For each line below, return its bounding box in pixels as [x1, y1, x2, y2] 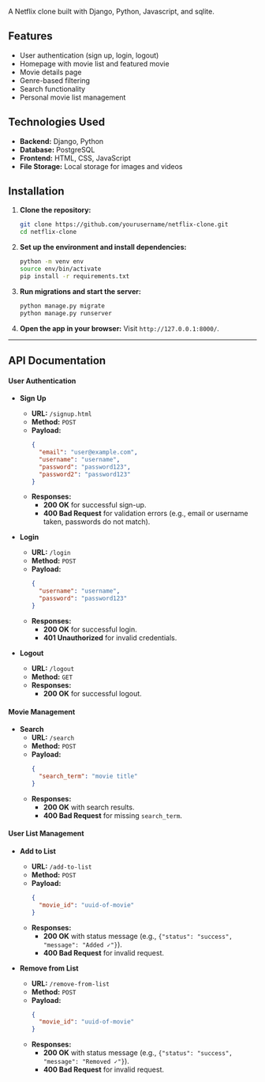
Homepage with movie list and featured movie [19, 58, 170, 68]
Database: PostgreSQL [19, 145, 95, 154]
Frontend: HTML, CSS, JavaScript [19, 153, 132, 163]
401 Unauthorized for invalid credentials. [43, 632, 177, 643]
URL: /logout [31, 663, 75, 673]
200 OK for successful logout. [43, 688, 142, 698]
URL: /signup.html [31, 409, 92, 418]
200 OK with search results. [43, 802, 135, 812]
